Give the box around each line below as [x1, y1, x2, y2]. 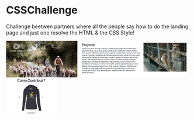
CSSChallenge [6, 4, 78, 17]
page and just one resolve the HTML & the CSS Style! [6, 29, 134, 36]
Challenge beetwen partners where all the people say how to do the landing [6, 23, 189, 30]
